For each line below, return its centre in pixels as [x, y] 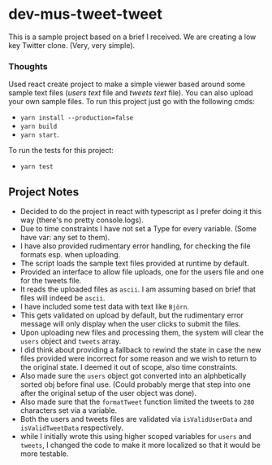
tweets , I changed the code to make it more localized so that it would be [140, 445]
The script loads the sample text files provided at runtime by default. [134, 263]
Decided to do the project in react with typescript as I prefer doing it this [141, 212]
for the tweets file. [51, 281]
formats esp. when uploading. [70, 255]
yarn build [39, 127]
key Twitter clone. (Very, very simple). [72, 45]
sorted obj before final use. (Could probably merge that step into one [135, 384]
